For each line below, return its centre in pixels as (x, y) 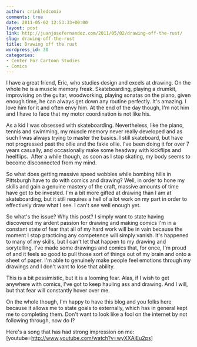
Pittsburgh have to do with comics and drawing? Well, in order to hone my (96, 180)
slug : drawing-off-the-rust (41, 39)
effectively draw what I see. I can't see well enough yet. (74, 205)
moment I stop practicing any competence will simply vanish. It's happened (98, 235)
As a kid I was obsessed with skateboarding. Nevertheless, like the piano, (95, 125)
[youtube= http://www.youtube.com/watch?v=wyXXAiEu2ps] (79, 338)
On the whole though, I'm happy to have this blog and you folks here (89, 302)
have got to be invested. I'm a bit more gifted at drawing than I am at (89, 193)
